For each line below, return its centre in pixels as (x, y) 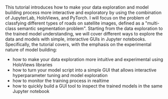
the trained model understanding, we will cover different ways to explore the (84, 34)
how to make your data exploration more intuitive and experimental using (88, 59)
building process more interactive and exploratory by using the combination (83, 12)
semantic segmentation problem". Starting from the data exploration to (90, 28)
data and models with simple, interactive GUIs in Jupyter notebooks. (76, 39)
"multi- (152, 23)
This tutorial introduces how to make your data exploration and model (77, 7)
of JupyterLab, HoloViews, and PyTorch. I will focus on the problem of (77, 18)
